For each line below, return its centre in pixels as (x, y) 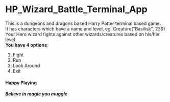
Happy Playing (21, 83)
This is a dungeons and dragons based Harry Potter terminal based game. (83, 23)
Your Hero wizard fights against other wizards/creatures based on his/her (83, 34)
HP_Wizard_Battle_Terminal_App (76, 9)
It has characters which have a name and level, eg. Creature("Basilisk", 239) (85, 28)
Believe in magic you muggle (37, 94)
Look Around (26, 65)
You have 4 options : (27, 45)
